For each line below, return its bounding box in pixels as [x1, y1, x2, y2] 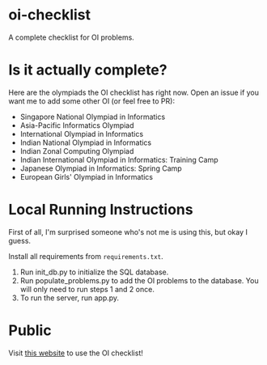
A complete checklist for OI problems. [8, 32, 135, 42]
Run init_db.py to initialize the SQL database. [19, 267, 169, 277]
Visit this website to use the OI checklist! [8, 348, 144, 358]
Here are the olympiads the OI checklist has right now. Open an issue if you [8, 87, 260, 97]
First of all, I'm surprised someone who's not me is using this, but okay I [8, 227, 248, 236]
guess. [8, 236, 31, 245]
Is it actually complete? [8, 61, 167, 79]
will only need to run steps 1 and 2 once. [19, 284, 155, 294]
